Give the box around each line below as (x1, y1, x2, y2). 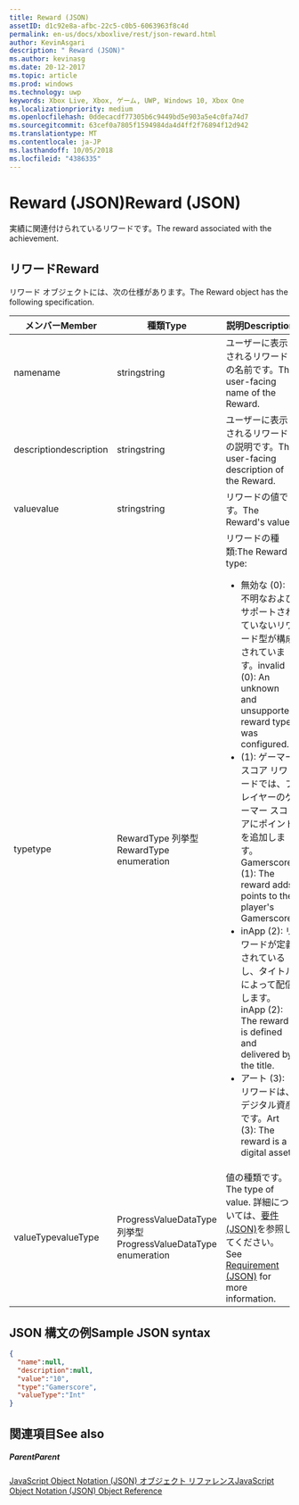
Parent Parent (9, 1451, 61, 1462)
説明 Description (225, 320, 295, 332)
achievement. (9, 233, 60, 244)
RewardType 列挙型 (117, 832, 198, 844)
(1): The (240, 868, 275, 880)
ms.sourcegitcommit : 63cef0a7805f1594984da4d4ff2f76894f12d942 (9, 121, 249, 130)
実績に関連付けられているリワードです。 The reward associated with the (9, 223, 272, 234)
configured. (240, 738, 289, 751)
